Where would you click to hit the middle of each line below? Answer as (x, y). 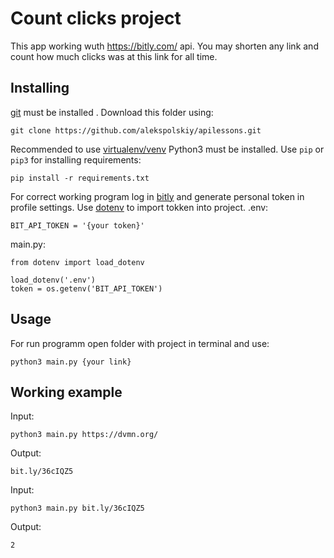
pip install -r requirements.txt (80, 178)
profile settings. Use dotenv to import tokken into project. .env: (139, 207)
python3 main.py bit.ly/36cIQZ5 (77, 508)
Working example (66, 392)
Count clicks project (96, 18)
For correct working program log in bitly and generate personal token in (157, 196)
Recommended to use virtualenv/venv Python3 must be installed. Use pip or (167, 149)
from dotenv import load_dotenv (77, 262)
